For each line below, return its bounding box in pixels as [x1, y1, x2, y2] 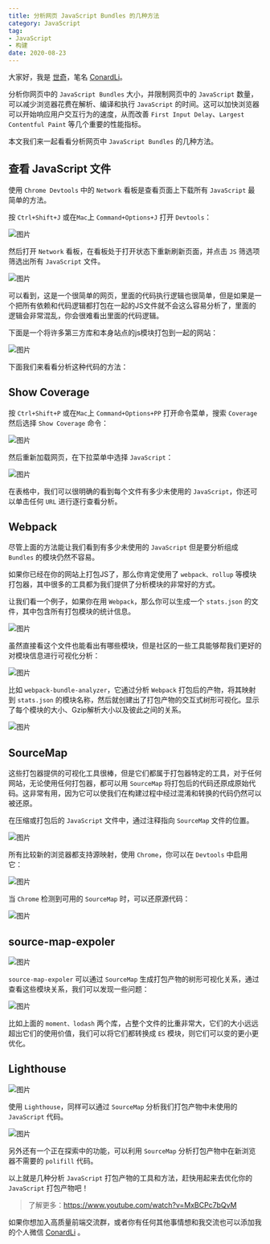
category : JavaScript [8, 19, 81, 27]
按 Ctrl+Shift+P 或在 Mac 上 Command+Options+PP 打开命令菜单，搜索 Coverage [8, 407, 258, 418]
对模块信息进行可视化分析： [8, 651, 100, 661]
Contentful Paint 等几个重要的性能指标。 [8, 120, 146, 129]
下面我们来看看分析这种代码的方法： [8, 362, 129, 371]
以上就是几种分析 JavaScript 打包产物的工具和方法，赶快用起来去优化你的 [8, 1172, 253, 1182]
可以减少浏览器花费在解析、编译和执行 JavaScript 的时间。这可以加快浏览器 [8, 100, 260, 108]
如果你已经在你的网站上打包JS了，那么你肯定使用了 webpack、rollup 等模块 [8, 570, 257, 579]
